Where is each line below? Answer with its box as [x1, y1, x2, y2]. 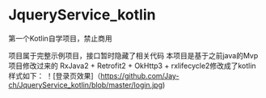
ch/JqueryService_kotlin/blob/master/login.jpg [8, 79, 163, 90]
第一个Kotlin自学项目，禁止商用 [8, 33, 112, 43]
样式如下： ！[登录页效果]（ [8, 70, 101, 80]
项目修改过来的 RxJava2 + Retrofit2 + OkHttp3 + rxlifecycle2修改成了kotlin [8, 61, 256, 70]
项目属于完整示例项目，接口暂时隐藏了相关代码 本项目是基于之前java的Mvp [8, 50, 259, 60]
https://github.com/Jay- [100, 70, 179, 80]
